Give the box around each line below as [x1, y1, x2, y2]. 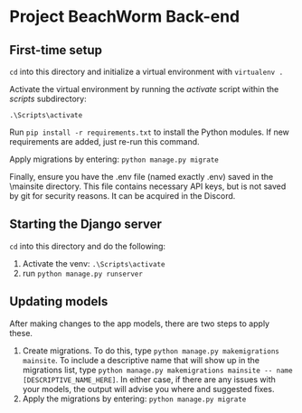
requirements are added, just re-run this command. [9, 136, 201, 146]
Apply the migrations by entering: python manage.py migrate [22, 393, 247, 404]
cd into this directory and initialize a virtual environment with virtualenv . [9, 66, 284, 77]
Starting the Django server [9, 217, 163, 232]
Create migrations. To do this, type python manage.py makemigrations [22, 345, 280, 356]
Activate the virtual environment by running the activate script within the [9, 84, 279, 94]
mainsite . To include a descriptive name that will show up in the [22, 354, 260, 365]
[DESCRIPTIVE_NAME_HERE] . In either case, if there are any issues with [22, 373, 276, 385]
